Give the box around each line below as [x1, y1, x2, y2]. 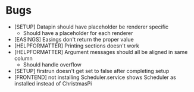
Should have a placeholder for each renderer [23, 29, 133, 36]
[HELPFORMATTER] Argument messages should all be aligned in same [14, 48, 188, 55]
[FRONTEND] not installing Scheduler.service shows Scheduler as [14, 74, 176, 81]
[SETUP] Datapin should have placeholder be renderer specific [14, 23, 169, 30]
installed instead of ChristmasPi [14, 80, 92, 87]
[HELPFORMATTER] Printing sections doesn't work [14, 42, 139, 49]
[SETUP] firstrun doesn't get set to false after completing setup [14, 67, 170, 74]
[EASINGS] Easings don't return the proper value [14, 36, 134, 43]
